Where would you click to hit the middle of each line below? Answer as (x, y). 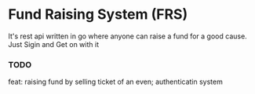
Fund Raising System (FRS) (98, 14)
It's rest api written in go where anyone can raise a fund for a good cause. (127, 36)
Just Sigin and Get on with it (54, 44)
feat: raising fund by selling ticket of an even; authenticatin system (116, 82)
